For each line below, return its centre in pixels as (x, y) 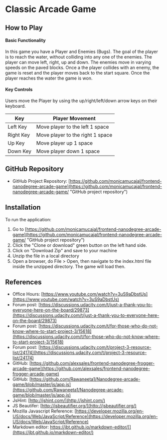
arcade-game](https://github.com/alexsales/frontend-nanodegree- (81, 368)
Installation (23, 207)
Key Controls (19, 90)
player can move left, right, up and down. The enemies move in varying (78, 62)
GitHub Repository (34, 169)
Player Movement (74, 118)
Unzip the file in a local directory (46, 256)
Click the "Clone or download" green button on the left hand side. (80, 245)
